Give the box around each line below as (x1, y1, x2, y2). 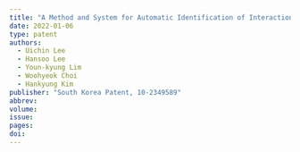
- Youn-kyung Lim (17, 63, 82, 72)
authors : (9, 38, 42, 47)
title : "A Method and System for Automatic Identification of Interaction (9, 13, 294, 22)
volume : (9, 105, 38, 114)
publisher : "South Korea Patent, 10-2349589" (9, 88, 181, 97)
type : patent (9, 30, 58, 38)
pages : (9, 122, 34, 131)
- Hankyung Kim (17, 80, 74, 89)
